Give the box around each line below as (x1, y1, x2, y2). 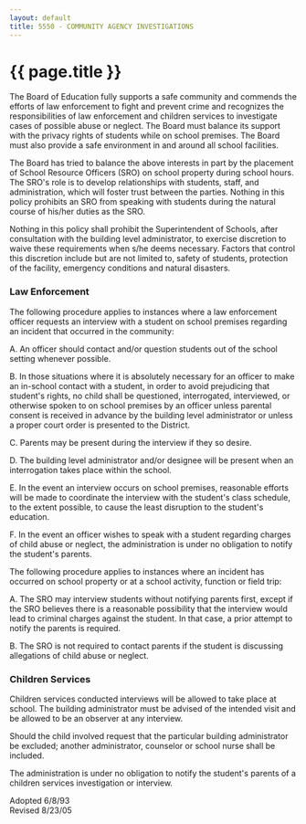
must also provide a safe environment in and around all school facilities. (9, 140, 279, 151)
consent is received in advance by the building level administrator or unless (9, 409, 294, 420)
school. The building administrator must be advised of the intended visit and (9, 703, 296, 714)
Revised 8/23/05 (9, 805, 73, 816)
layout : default (9, 13, 71, 23)
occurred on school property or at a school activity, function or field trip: (9, 576, 282, 586)
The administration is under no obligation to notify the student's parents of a (9, 768, 297, 779)
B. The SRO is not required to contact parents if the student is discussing (9, 640, 284, 651)
